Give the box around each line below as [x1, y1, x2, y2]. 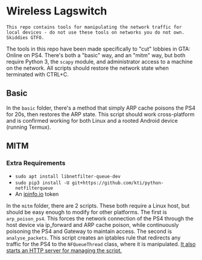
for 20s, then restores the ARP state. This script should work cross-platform [6, 110, 195, 118]
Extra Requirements [6, 159, 66, 167]
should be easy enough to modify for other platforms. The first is [6, 209, 167, 216]
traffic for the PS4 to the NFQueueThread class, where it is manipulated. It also [6, 241, 196, 248]
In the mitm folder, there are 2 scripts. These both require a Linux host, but [6, 202, 190, 209]
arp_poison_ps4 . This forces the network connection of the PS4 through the [6, 215, 194, 222]
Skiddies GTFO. [6, 34, 45, 40]
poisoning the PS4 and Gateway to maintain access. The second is [6, 227, 172, 235]
